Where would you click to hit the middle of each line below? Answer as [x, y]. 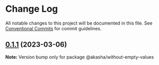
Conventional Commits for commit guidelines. [53, 28]
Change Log [32, 9]
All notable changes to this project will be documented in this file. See [79, 23]
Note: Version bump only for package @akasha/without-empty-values [79, 57]
